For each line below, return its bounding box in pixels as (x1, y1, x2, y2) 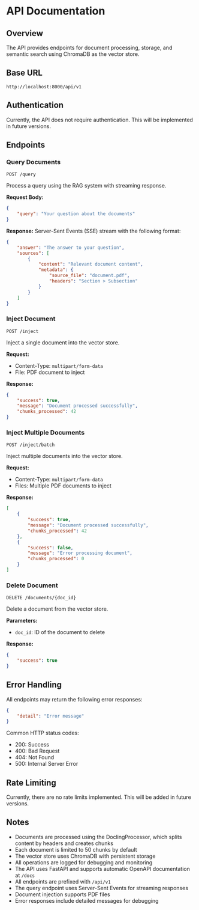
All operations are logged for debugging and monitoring (14, 858, 153, 866)
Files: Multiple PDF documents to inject (14, 482, 112, 489)
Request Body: (6, 194, 44, 201)
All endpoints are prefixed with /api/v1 (14, 878, 111, 885)
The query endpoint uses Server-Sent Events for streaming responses (14, 884, 189, 891)
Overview (6, 28, 44, 38)
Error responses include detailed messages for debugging (14, 897, 159, 904)
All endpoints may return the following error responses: (6, 695, 143, 703)
